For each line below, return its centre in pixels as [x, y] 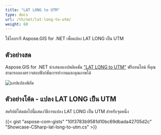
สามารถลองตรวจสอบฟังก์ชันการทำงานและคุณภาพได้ [48, 73]
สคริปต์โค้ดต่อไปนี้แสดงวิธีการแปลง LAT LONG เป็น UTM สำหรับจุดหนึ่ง [67, 111]
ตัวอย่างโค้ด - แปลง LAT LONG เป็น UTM [61, 99]
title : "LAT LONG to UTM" [32, 10]
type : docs [17, 15]
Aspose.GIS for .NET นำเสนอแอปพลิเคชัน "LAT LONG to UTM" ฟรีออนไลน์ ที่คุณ [80, 67]
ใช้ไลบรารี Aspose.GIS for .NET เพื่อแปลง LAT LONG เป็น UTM [65, 39]
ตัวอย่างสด [18, 55]
